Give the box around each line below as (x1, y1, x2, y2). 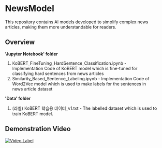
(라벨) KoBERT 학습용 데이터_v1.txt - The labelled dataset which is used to (12, 105, 157, 111)
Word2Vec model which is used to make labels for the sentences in (12, 81, 146, 87)
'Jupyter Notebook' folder (5, 51, 58, 57)
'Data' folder (5, 95, 31, 101)
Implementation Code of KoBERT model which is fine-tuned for (12, 65, 138, 71)
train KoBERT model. (12, 111, 53, 117)
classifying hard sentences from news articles (12, 71, 104, 76)
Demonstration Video (5, 125, 71, 133)
